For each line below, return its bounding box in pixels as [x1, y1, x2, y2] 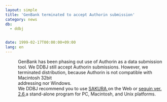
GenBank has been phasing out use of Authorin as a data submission [18, 58, 162, 64]
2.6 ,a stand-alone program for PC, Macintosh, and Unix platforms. [18, 91, 156, 97]
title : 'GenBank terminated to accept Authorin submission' [5, 12, 136, 17]
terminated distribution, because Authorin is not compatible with [18, 69, 152, 75]
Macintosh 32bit [18, 75, 52, 81]
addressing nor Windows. [18, 80, 72, 86]
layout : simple [5, 7, 38, 13]
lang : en [5, 45, 24, 50]
